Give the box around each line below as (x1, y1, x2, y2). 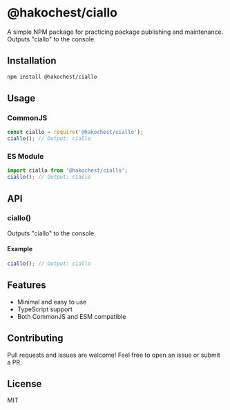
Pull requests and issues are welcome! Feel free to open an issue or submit (7, 351, 221, 359)
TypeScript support (17, 305, 73, 313)
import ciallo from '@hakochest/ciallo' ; (7, 167, 128, 174)
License (7, 378, 42, 389)
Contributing (7, 333, 64, 344)
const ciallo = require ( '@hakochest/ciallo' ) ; (7, 129, 144, 136)
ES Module (7, 151, 44, 161)
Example (7, 245, 33, 253)
